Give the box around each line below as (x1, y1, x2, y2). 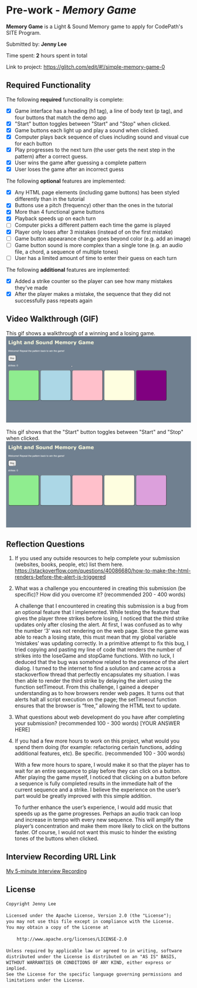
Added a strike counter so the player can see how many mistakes (14, 277, 173, 285)
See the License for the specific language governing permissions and (6, 971, 182, 977)
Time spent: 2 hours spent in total (6, 52, 88, 59)
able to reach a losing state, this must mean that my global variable (14, 633, 177, 640)
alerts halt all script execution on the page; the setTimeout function (14, 696, 177, 703)
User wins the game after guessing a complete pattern (14, 159, 147, 166)
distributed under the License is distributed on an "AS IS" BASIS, (6, 953, 177, 960)
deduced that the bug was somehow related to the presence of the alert (14, 659, 189, 666)
